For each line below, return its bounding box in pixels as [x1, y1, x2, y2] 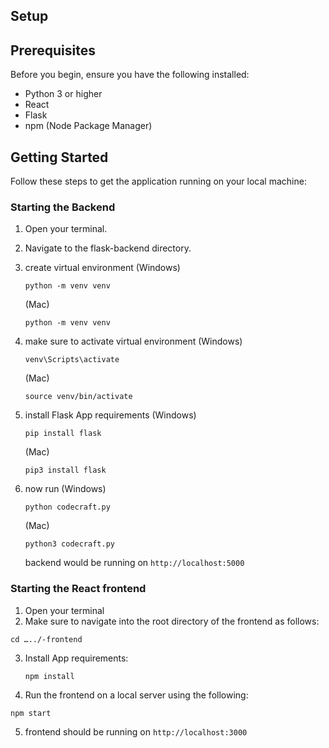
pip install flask [24, 429, 102, 439]
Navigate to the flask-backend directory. [24, 242, 192, 254]
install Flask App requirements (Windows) [24, 409, 197, 421]
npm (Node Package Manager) [24, 120, 153, 132]
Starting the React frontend [10, 582, 147, 596]
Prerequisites [10, 42, 96, 59]
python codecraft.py [24, 502, 111, 513]
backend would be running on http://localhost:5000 [24, 557, 245, 569]
